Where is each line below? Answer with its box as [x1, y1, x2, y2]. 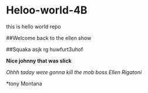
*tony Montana [6, 80, 42, 87]
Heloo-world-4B [6, 4, 88, 17]
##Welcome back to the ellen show [6, 34, 92, 41]
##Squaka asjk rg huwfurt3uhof [6, 45, 83, 53]
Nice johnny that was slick [6, 57, 72, 64]
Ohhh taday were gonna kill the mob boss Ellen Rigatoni [6, 68, 142, 75]
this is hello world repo [6, 23, 62, 30]
